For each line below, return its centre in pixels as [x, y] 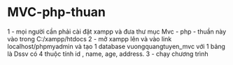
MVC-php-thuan [57, 12]
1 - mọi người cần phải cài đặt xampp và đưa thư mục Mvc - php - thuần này [117, 31]
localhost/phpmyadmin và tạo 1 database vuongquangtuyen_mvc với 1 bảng [116, 46]
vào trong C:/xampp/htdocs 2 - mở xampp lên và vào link [90, 38]
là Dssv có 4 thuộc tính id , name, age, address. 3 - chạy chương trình [108, 54]
